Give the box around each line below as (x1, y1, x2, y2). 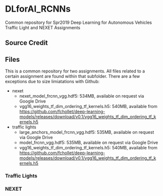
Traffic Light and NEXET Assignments (5, 24, 80, 30)
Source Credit (5, 39, 48, 47)
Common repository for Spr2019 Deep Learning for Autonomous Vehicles (5, 19, 152, 25)
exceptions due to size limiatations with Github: (5, 79, 100, 85)
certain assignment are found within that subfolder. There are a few (5, 73, 140, 79)
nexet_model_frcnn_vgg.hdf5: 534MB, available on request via (19, 93, 145, 99)
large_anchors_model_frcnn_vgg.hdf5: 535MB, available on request (19, 129, 154, 135)
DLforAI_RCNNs (5, 3, 71, 15)
